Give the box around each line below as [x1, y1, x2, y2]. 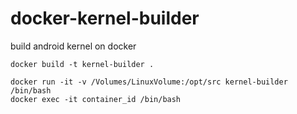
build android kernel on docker [10, 40, 137, 52]
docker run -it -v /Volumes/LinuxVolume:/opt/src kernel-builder [10, 77, 288, 87]
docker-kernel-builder [10, 7, 200, 30]
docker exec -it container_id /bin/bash [10, 94, 182, 104]
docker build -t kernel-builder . [10, 59, 155, 69]
